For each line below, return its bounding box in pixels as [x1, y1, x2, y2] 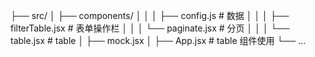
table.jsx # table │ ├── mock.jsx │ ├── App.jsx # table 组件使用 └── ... [10, 35, 307, 46]
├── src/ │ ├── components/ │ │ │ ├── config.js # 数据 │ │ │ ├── [10, 10, 290, 21]
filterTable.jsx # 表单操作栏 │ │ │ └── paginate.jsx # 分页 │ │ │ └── [10, 22, 290, 34]
